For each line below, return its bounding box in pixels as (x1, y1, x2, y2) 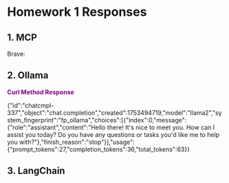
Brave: (7, 50, 25, 58)
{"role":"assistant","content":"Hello (7, 123, 106, 131)
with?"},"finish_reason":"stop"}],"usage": (19, 138, 135, 146)
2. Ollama (7, 69, 49, 81)
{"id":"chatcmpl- (7, 101, 54, 109)
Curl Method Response (7, 87, 74, 96)
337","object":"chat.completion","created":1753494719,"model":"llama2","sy (7, 108, 222, 117)
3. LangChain (7, 165, 65, 177)
